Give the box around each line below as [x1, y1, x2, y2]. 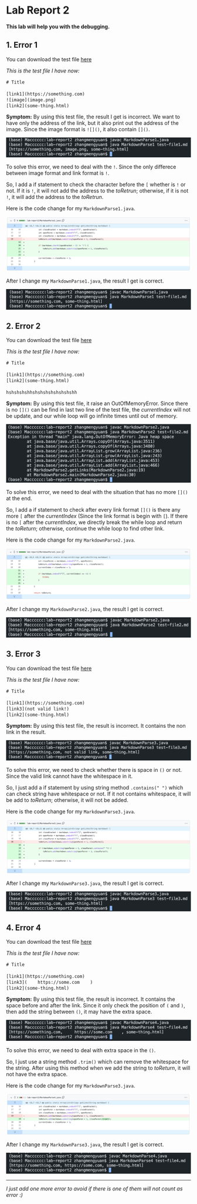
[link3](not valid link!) [6, 706, 69, 712]
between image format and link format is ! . [6, 169, 110, 177]
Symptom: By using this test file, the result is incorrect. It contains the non [6, 722, 186, 729]
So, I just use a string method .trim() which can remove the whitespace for [6, 1058, 189, 1065]
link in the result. [6, 728, 46, 735]
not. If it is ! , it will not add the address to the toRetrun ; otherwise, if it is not [6, 187, 189, 194]
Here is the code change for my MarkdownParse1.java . [6, 204, 135, 212]
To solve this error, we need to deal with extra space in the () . [6, 1046, 156, 1054]
